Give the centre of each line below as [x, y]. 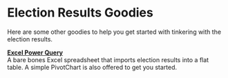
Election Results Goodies [80, 13]
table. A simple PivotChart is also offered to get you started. [92, 67]
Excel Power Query [35, 52]
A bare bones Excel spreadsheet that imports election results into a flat [108, 59]
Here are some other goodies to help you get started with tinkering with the [114, 32]
